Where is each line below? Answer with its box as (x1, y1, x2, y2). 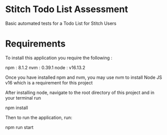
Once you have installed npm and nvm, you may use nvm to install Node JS (5, 74, 162, 80)
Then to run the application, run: (5, 114, 72, 120)
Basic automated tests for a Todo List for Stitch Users (5, 20, 116, 26)
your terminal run (5, 95, 41, 101)
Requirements (5, 38, 66, 50)
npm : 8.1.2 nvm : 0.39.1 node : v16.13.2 (5, 64, 86, 70)
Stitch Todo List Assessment (5, 4, 128, 15)
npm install (5, 105, 28, 111)
